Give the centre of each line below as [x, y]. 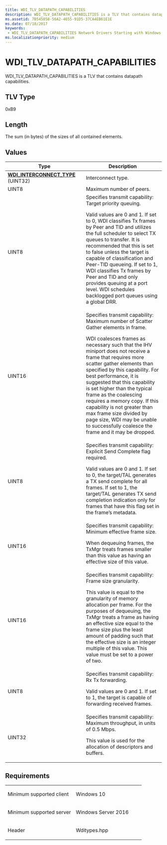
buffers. [95, 753]
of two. [94, 661]
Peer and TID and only [112, 277]
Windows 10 [91, 794]
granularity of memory [112, 599]
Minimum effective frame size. [121, 532]
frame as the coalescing [114, 395]
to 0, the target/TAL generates [121, 475]
